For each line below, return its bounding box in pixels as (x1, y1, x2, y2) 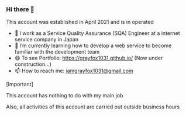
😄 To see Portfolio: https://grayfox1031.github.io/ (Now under (14, 55, 163, 62)
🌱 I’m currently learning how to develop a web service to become (14, 42, 172, 49)
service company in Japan (14, 36, 79, 43)
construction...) (14, 61, 51, 68)
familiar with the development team (14, 48, 100, 55)
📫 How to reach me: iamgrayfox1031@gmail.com (14, 67, 133, 75)
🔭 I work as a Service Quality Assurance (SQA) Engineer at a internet (14, 30, 180, 37)
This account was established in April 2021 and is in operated (6, 19, 154, 26)
